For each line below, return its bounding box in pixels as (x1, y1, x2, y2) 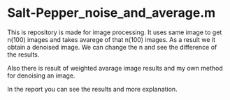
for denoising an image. (7, 71, 76, 80)
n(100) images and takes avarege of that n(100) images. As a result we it (7, 35, 215, 43)
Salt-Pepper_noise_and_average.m (7, 5, 216, 21)
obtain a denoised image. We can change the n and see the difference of (7, 43, 217, 51)
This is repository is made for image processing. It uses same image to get (7, 28, 222, 36)
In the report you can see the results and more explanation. (7, 85, 178, 93)
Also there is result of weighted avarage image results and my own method (7, 64, 224, 72)
